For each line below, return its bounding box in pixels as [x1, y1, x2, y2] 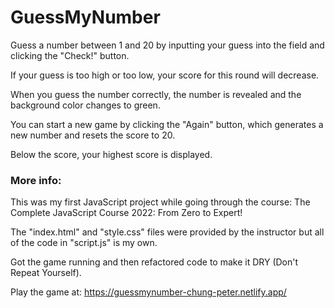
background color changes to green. [10, 99, 161, 111]
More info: [10, 173, 62, 187]
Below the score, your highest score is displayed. [10, 148, 213, 160]
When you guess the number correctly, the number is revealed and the [10, 88, 302, 100]
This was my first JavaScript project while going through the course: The [10, 196, 311, 208]
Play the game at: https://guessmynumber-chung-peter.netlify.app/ [10, 286, 287, 298]
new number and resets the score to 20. [10, 129, 176, 141]
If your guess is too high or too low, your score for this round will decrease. [10, 69, 320, 81]
